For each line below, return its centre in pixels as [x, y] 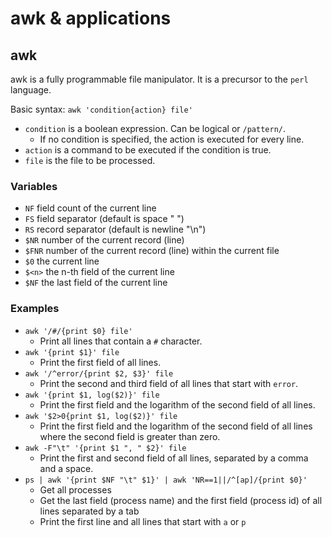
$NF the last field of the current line [96, 283]
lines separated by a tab [89, 511]
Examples [35, 309]
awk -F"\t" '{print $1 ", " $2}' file [105, 448]
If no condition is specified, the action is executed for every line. [172, 139]
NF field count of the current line [90, 208]
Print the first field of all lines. [100, 362]
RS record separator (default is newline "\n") [115, 229]
